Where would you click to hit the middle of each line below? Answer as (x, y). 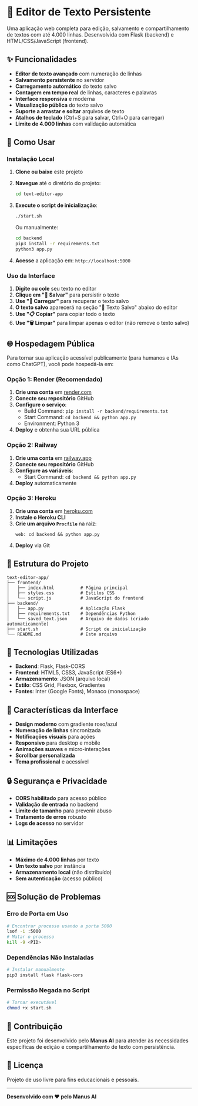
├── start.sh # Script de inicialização (76, 629)
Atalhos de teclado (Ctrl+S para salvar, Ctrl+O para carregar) (90, 117)
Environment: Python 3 (52, 423)
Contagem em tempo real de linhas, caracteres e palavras (86, 92)
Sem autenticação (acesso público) (59, 878)
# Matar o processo (31, 937)
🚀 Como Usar (31, 142)
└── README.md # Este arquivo (62, 634)
